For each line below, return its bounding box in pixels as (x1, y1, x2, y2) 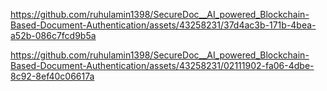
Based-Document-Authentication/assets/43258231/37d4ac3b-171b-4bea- (10, 19, 317, 31)
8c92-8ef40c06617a (10, 70, 95, 82)
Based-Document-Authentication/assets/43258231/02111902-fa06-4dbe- (10, 60, 315, 71)
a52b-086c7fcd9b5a (10, 30, 97, 41)
